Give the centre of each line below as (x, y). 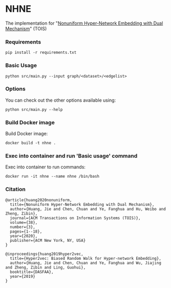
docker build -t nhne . (31, 143)
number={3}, (23, 227)
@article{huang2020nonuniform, (39, 200)
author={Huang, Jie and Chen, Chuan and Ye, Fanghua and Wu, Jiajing (85, 263)
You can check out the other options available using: (61, 100)
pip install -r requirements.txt (41, 53)
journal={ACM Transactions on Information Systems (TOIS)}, (75, 218)
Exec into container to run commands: (46, 167)
